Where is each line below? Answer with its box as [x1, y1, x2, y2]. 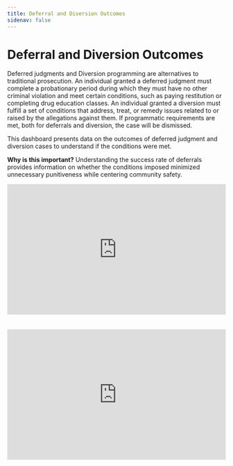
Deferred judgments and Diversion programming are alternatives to [7, 70, 199, 78]
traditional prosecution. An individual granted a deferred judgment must [7, 77, 212, 86]
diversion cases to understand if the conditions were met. [7, 142, 172, 150]
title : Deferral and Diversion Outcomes [7, 10, 126, 17]
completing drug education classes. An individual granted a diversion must [7, 99, 221, 108]
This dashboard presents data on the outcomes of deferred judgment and [7, 135, 218, 143]
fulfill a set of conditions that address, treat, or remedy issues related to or [7, 106, 220, 115]
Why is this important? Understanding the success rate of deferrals [7, 156, 202, 164]
